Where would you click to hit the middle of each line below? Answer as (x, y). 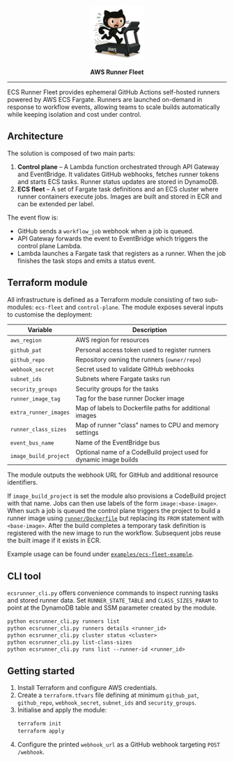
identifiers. (23, 482)
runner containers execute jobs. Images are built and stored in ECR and (119, 196)
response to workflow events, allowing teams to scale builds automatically (114, 107)
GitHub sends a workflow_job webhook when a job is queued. (106, 231)
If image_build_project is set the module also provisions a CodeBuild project (117, 496)
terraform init (39, 724)
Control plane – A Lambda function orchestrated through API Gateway (118, 166)
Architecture (36, 137)
